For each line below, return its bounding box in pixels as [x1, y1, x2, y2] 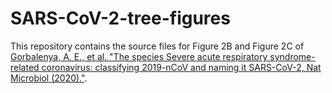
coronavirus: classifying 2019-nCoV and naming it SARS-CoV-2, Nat [41, 61, 322, 73]
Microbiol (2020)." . [10, 72, 88, 84]
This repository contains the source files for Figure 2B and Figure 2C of [10, 40, 305, 52]
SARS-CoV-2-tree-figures [10, 7, 231, 30]
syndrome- [269, 50, 316, 62]
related [10, 61, 40, 73]
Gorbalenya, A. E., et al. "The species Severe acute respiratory [10, 50, 268, 62]
